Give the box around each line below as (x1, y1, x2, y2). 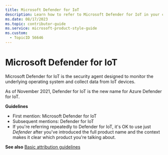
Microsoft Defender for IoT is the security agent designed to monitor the (5, 73, 153, 79)
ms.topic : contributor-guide (5, 21, 66, 26)
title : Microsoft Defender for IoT (5, 7, 79, 12)
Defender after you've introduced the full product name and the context (12, 128, 160, 135)
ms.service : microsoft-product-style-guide (5, 26, 97, 31)
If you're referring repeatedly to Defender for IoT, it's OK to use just (12, 123, 151, 129)
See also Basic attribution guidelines (5, 143, 81, 150)
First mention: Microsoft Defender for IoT (12, 113, 97, 119)
